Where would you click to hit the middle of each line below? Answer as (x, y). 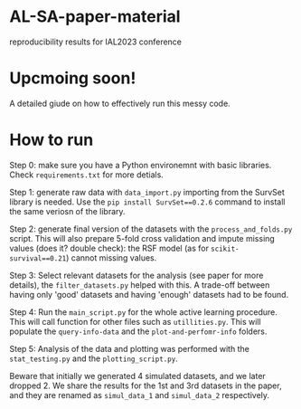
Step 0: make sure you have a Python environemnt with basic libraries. (141, 165)
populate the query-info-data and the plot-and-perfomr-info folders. (138, 331)
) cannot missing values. (112, 257)
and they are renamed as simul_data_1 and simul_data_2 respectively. (139, 395)
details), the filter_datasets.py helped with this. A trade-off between (140, 285)
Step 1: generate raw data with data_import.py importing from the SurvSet (147, 192)
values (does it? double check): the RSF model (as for (109, 248)
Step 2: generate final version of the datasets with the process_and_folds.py (151, 229)
